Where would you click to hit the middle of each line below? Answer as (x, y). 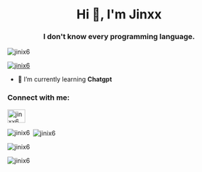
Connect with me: (39, 98)
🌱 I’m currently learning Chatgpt (64, 79)
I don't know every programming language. (119, 37)
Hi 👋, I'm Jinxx (119, 15)
